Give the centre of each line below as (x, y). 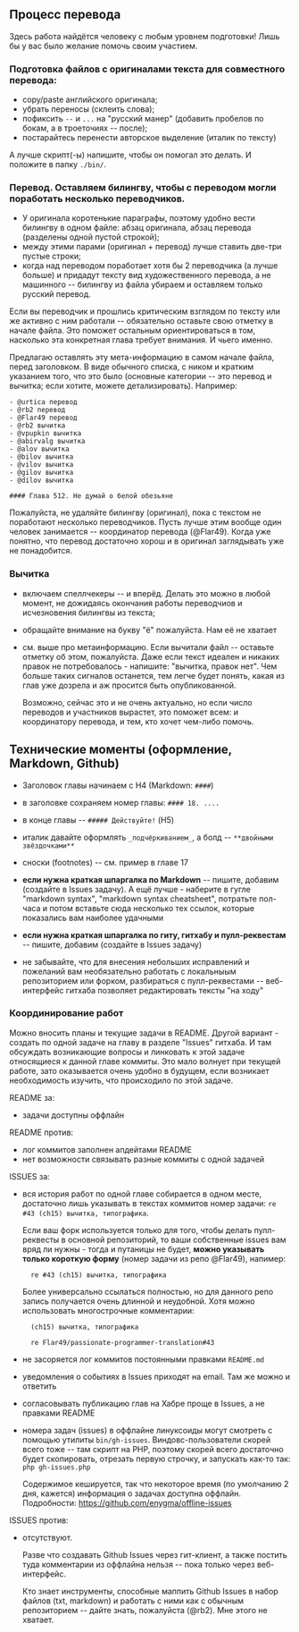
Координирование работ (66, 1013)
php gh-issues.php (56, 1467)
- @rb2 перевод (37, 410)
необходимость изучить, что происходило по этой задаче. (121, 1080)
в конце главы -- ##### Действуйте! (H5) (98, 820)
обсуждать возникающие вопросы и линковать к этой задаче (127, 1052)
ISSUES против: (39, 1520)
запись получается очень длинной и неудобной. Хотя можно (138, 1301)
